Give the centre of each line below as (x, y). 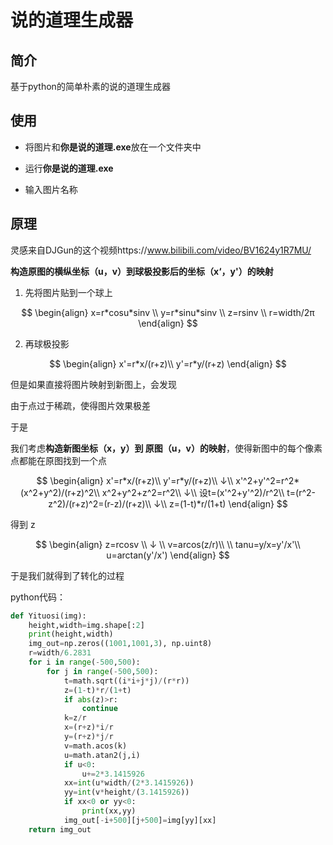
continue (99, 709)
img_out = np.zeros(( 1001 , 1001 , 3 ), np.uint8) (120, 644)
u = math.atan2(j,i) (102, 755)
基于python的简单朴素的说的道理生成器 (90, 86)
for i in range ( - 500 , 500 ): (84, 662)
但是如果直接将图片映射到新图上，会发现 (93, 384)
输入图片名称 (51, 189)
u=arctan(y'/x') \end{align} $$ (168, 555)
